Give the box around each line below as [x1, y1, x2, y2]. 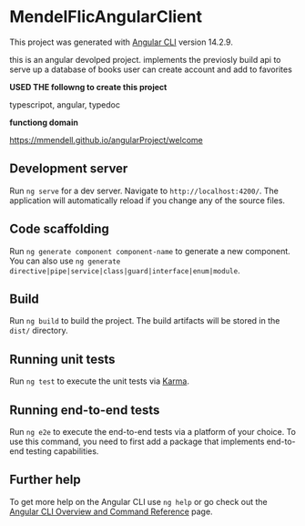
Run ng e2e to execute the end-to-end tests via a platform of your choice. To [9, 427, 297, 437]
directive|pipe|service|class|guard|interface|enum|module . [9, 264, 240, 275]
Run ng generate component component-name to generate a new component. [9, 245, 291, 256]
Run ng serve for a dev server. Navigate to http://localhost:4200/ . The [9, 185, 280, 196]
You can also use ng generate [9, 255, 121, 266]
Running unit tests [9, 351, 116, 366]
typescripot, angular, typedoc [9, 98, 121, 110]
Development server [9, 161, 128, 177]
